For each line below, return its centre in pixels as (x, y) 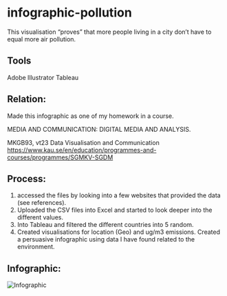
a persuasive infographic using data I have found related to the (106, 239)
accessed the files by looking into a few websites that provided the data (119, 195)
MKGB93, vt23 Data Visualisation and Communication (83, 142)
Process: (26, 178)
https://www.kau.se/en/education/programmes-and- (82, 150)
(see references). (42, 203)
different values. (40, 217)
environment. (36, 247)
